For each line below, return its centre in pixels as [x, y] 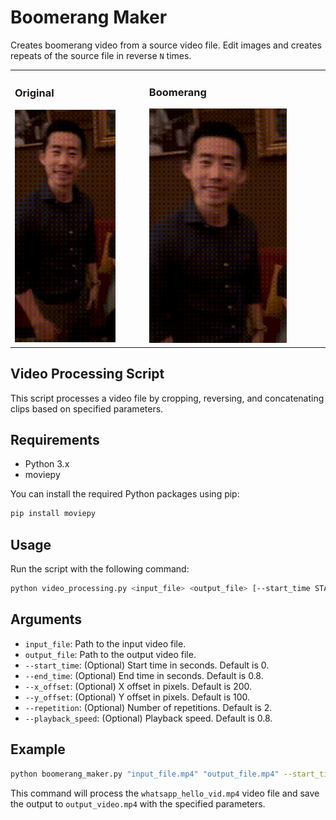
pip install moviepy [53, 514]
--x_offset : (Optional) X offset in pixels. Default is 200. [138, 686]
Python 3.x [47, 464]
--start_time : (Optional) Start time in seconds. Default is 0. [147, 665]
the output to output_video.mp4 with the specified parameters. [138, 803]
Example [38, 749]
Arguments [46, 619]
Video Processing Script [87, 374]
